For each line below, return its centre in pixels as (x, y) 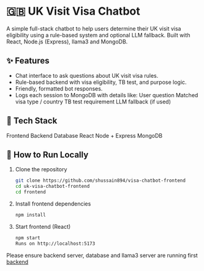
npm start (28, 238)
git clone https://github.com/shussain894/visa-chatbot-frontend (100, 181)
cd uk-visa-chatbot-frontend (52, 187)
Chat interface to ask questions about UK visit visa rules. (87, 75)
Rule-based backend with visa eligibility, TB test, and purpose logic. (101, 82)
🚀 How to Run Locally (47, 154)
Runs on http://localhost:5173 (55, 243)
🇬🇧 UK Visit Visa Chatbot (73, 11)
